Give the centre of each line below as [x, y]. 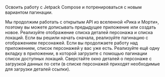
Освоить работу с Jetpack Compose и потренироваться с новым [73, 7]
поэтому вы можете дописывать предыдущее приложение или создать [81, 27]
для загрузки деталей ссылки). [38, 69]
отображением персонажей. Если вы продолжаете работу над [71, 43]
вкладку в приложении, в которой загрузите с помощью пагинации [76, 53]
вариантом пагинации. [29, 12]
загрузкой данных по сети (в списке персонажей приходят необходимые [82, 64]
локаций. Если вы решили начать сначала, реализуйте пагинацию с [77, 38]
